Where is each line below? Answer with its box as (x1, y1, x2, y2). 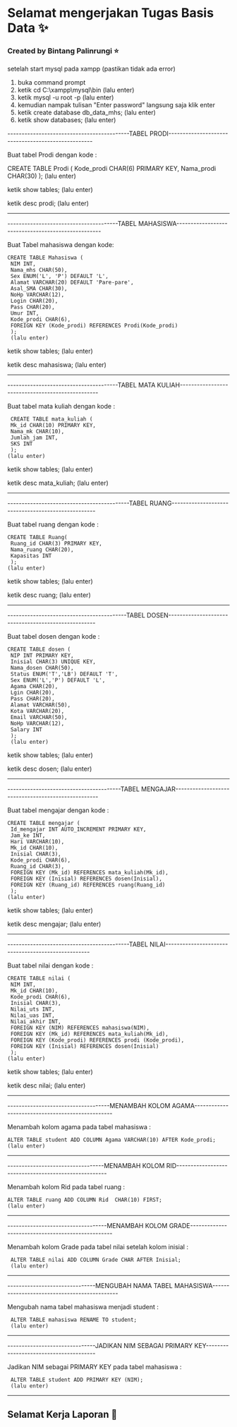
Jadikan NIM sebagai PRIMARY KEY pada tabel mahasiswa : (7, 1363, 182, 1371)
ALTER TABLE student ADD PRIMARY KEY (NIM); (10, 1376, 143, 1384)
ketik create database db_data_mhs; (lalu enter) (17, 108, 157, 117)
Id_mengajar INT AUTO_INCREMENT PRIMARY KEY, (10, 826, 147, 833)
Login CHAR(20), (10, 298, 59, 305)
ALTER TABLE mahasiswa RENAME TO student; (10, 1316, 138, 1324)
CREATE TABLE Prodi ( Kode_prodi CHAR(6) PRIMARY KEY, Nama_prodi (7, 164, 217, 173)
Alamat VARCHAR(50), (10, 702, 71, 709)
